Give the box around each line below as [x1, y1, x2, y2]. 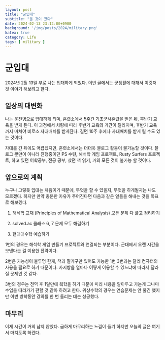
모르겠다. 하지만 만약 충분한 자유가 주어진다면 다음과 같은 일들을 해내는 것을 [5, 194, 150, 199]
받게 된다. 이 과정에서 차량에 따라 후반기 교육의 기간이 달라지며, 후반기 [14, 122, 148, 128]
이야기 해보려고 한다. [10, 86, 50, 92]
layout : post [5, 7, 32, 12]
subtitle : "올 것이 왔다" [5, 16, 53, 21]
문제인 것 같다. [10, 271, 38, 277]
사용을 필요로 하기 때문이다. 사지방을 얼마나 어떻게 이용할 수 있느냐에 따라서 [5, 264, 150, 270]
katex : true [5, 30, 30, 35]
